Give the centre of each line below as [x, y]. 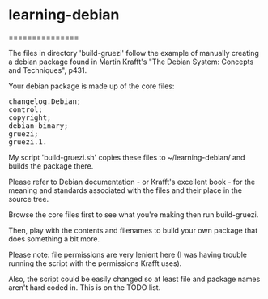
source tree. [29, 199]
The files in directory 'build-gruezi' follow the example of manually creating [134, 53]
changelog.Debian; [45, 101]
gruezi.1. [28, 142]
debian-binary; [38, 126]
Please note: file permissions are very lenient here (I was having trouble [128, 254]
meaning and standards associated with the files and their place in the [125, 190]
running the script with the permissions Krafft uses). [95, 263]
